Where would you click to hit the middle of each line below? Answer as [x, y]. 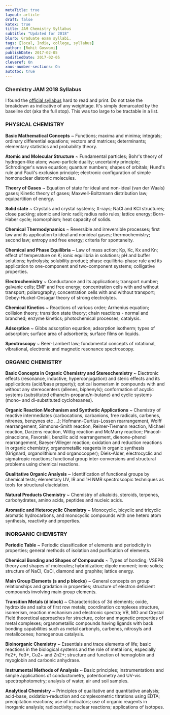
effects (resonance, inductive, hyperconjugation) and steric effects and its [83, 378]
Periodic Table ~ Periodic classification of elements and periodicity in [78, 545]
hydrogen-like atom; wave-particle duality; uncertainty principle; [73, 161]
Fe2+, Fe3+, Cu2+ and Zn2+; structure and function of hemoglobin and [80, 655]
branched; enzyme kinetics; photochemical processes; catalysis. [73, 318]
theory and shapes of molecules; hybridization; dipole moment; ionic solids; [84, 566]
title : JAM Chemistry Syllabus [38, 29]
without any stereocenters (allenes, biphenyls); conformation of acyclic [80, 389]
